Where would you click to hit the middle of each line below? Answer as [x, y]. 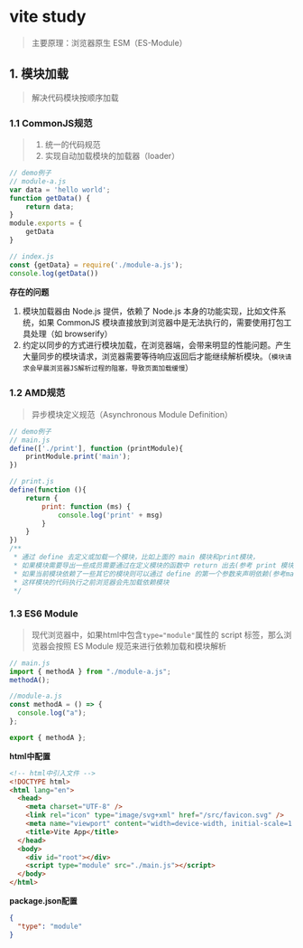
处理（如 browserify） [71, 333]
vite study [48, 17]
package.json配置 [44, 901]
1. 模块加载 [39, 74]
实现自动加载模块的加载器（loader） [112, 156]
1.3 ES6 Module [44, 614]
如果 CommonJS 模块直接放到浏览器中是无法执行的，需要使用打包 [161, 322]
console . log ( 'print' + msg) [110, 515]
